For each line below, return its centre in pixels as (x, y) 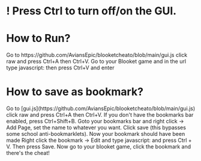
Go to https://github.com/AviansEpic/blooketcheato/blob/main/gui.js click (97, 55)
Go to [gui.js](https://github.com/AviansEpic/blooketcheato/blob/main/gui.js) (101, 108)
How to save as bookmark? (75, 92)
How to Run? (38, 39)
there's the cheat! (28, 153)
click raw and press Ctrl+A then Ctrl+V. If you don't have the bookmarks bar (100, 115)
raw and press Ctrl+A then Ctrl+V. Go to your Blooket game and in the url (96, 62)
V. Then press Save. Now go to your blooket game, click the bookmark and (99, 147)
